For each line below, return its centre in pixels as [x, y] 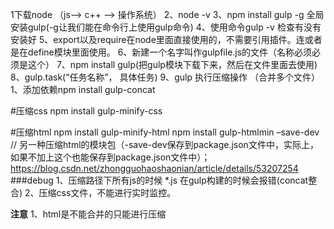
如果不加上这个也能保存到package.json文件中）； [110, 157]
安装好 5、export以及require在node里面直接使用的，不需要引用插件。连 [157, 39]
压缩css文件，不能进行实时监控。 [107, 192]
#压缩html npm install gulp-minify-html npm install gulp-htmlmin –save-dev [165, 132]
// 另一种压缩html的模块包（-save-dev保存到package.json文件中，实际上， [164, 144]
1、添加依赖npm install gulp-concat [83, 89]
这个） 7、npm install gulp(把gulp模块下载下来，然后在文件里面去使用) [172, 64]
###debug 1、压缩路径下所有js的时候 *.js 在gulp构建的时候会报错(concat [159, 180]
